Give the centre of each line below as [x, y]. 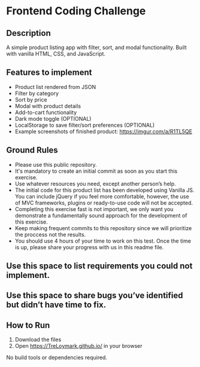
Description [28, 33]
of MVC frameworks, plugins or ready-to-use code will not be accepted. [104, 203]
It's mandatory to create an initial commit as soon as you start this [96, 171]
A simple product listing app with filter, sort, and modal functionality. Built [96, 47]
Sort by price [31, 99]
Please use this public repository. [56, 164]
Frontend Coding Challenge [76, 11]
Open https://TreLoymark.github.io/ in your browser [78, 346]
